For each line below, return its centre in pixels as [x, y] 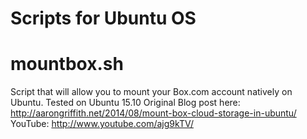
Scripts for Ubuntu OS [103, 18]
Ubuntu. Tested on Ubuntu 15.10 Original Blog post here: [125, 103]
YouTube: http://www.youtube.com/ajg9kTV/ [102, 124]
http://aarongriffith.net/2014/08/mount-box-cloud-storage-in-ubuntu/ [153, 113]
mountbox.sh [67, 64]
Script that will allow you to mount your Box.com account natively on [151, 92]
